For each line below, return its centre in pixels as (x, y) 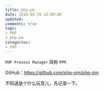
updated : (14, 19)
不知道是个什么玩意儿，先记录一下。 (43, 83)
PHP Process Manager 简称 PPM (36, 62)
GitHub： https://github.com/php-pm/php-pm (52, 72)
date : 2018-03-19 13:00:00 (33, 14)
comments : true (21, 24)
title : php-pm (20, 10)
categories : (18, 42)
